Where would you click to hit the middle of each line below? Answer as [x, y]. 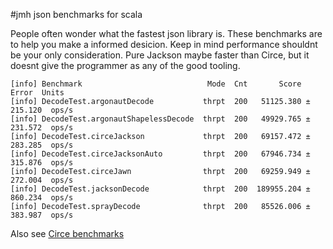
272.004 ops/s [42, 180]
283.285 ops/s [42, 145]
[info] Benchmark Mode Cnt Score [156, 84]
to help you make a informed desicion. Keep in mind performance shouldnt [164, 44]
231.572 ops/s [42, 128]
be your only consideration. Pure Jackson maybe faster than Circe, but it [160, 55]
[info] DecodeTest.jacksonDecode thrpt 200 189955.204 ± [160, 189]
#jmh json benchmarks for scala [76, 14]
